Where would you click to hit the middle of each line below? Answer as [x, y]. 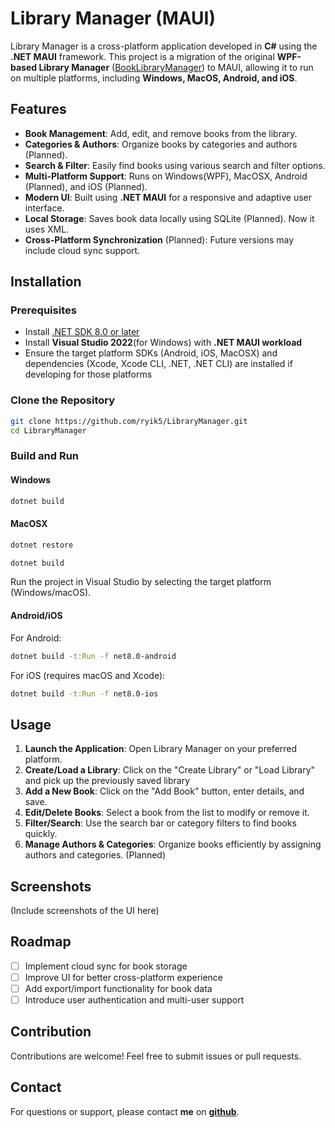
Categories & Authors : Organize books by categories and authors [161, 144]
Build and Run [45, 456]
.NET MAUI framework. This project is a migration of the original [142, 56]
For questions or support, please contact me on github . [125, 1111]
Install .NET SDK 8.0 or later [82, 332]
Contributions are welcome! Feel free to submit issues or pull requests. [156, 1056]
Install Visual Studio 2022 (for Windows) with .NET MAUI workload [163, 343]
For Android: [36, 638]
